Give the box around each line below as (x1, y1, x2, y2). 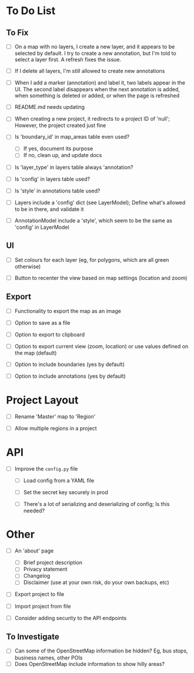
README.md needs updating (14, 104, 85, 111)
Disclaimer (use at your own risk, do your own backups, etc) (23, 579, 169, 586)
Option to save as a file (14, 319, 71, 326)
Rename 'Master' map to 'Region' (14, 413, 96, 420)
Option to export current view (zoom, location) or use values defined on (14, 342, 189, 349)
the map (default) (14, 349, 57, 357)
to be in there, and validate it (14, 205, 84, 212)
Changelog (23, 572, 51, 579)
